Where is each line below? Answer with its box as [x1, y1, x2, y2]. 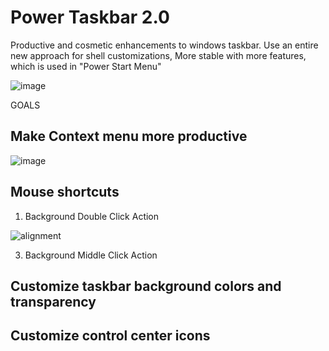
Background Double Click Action [24, 210, 160, 222]
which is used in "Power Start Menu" [10, 60, 162, 72]
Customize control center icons [10, 327, 211, 345]
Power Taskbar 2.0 [10, 6, 170, 29]
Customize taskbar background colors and [10, 277, 282, 295]
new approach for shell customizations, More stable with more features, [10, 49, 307, 61]
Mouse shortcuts [10, 184, 120, 201]
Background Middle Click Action [24, 249, 158, 261]
